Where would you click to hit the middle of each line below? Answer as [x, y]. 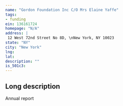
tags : [11, 15]
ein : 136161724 [21, 24]
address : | [17, 33]
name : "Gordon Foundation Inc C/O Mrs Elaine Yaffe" [62, 10]
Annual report [19, 98]
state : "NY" [18, 43]
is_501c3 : [16, 66]
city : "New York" [24, 47]
